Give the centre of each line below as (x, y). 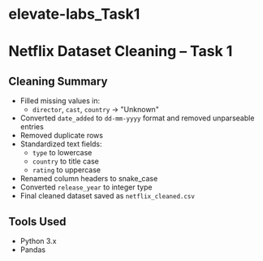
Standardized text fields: (61, 144)
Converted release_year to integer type (86, 187)
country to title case (66, 161)
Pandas (33, 250)
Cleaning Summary (58, 81)
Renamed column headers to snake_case (89, 179)
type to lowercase (62, 153)
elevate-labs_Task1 (74, 14)
